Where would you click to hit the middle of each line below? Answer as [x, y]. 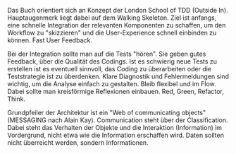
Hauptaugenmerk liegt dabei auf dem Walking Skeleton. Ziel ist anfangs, [112, 18]
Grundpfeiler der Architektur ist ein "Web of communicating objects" [107, 113]
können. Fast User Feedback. [50, 40]
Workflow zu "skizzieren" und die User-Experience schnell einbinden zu [112, 32]
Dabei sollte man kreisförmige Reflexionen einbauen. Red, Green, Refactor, [116, 91]
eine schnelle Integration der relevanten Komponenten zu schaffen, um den [117, 25]
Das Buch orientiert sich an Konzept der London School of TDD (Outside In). [118, 10]
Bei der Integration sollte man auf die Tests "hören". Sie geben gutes [107, 54]
